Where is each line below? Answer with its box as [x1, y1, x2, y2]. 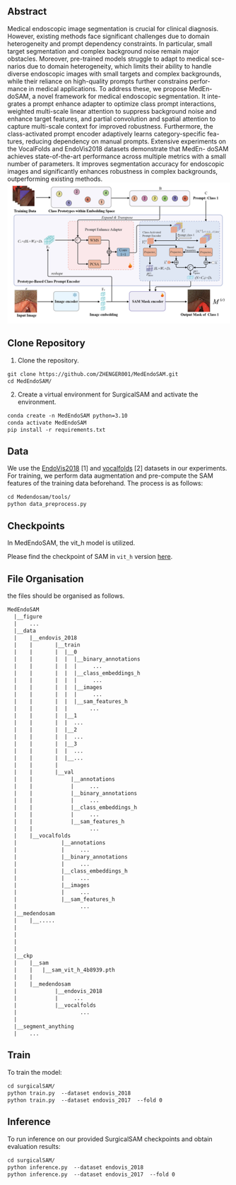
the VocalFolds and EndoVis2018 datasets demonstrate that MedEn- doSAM [7, 144, 229, 153]
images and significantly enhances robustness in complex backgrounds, [7, 167, 218, 175]
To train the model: [7, 1068, 62, 1076]
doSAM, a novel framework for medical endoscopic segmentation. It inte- [7, 92, 221, 100]
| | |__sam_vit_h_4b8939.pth [13, 967, 115, 974]
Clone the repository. [17, 356, 79, 365]
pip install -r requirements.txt [7, 426, 106, 433]
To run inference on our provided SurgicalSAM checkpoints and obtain [7, 1134, 213, 1143]
